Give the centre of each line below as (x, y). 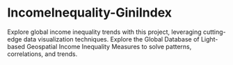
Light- (209, 39)
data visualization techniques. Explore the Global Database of (111, 39)
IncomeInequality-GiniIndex (90, 13)
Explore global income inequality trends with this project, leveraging (104, 32)
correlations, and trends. (42, 54)
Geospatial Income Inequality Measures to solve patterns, (109, 46)
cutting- (214, 32)
